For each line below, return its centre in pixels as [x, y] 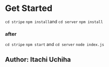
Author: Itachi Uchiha [38, 60]
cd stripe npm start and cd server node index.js [54, 45]
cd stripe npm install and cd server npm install [54, 22]
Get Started [29, 8]
